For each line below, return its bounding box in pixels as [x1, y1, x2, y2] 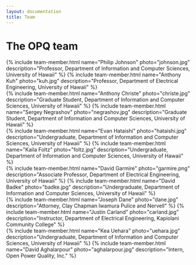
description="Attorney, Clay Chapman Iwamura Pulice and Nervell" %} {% [6, 202, 184, 209]
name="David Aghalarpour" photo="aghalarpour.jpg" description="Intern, [6, 246, 184, 253]
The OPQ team [6, 39, 78, 53]
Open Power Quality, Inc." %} [6, 252, 77, 259]
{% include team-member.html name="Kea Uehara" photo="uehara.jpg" [6, 227, 180, 234]
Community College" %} [6, 221, 66, 228]
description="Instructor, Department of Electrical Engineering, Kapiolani [6, 215, 180, 222]
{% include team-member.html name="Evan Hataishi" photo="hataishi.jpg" [6, 128, 187, 135]
